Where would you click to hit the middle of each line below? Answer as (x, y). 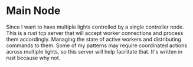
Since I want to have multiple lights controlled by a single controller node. (95, 27)
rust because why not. (33, 58)
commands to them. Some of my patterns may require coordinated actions (97, 45)
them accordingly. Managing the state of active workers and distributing (94, 39)
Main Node (33, 11)
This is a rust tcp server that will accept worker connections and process (95, 33)
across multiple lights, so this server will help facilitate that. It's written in (94, 51)
